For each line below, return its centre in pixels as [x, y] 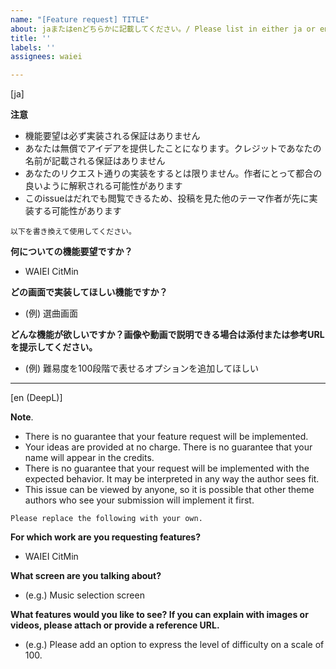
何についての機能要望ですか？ [71, 252]
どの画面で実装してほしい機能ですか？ [89, 292]
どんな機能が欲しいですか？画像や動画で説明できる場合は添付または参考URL [167, 335]
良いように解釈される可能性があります [103, 186]
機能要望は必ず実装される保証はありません [112, 136]
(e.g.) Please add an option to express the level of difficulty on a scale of [174, 645]
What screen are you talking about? [86, 576]
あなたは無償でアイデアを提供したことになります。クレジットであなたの [173, 148]
